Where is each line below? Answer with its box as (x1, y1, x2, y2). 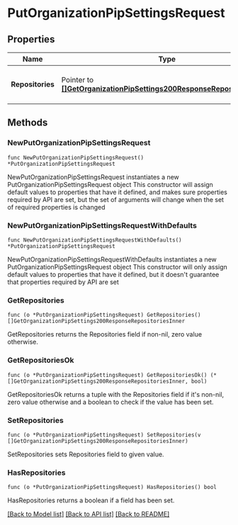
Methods (7, 117, 48, 129)
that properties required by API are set (7, 278, 119, 286)
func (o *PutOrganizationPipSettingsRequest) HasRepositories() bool (7, 484, 217, 491)
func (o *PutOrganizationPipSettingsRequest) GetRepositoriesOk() (7, 371, 208, 378)
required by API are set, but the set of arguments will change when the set (7, 195, 225, 203)
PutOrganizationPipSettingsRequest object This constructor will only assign (7, 262, 228, 271)
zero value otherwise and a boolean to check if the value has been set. (7, 397, 214, 406)
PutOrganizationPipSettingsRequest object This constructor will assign (7, 180, 214, 188)
